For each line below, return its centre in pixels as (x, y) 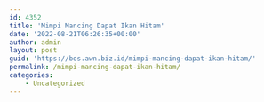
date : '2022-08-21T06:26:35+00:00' (75, 34)
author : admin (36, 42)
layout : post (33, 51)
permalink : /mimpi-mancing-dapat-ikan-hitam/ (95, 67)
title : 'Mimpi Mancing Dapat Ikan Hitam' (87, 26)
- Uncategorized (56, 83)
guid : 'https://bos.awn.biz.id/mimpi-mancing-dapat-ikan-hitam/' (132, 59)
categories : (31, 75)
